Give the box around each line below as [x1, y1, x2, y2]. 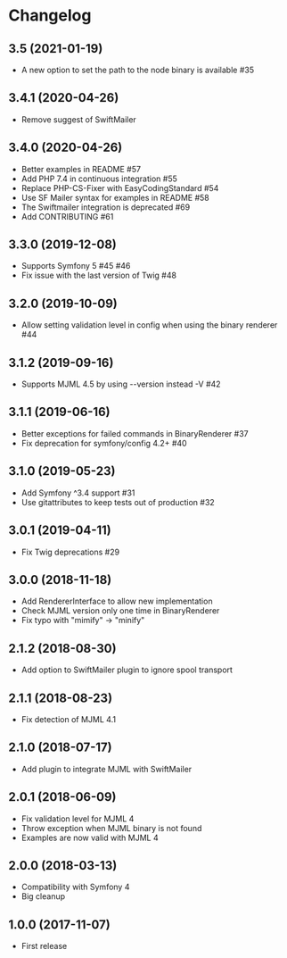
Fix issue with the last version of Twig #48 [20, 270, 177, 281]
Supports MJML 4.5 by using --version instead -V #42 [20, 379, 221, 389]
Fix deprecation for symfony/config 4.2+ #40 [20, 437, 188, 448]
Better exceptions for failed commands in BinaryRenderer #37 [20, 428, 249, 438]
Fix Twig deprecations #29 [20, 546, 120, 557]
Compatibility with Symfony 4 [20, 881, 130, 893]
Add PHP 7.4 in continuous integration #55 [20, 173, 177, 184]
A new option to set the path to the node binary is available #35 [20, 64, 255, 75]
